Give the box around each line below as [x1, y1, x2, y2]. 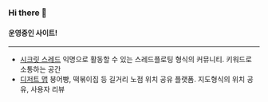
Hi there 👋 [8, 7, 48, 18]
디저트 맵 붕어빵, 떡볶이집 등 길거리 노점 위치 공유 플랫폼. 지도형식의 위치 [19, 75, 246, 84]
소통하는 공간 [19, 65, 61, 74]
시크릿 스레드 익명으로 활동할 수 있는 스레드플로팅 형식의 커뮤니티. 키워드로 [19, 55, 253, 65]
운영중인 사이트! [8, 28, 58, 37]
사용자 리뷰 [30, 84, 65, 94]
